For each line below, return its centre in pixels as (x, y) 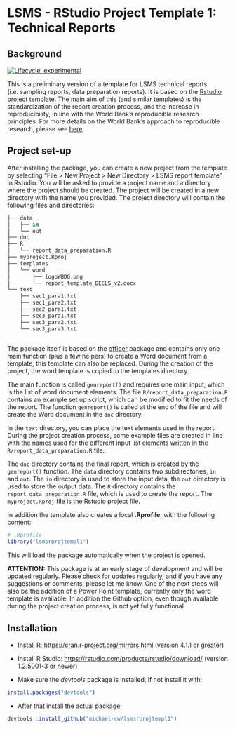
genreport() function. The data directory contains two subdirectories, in (112, 471)
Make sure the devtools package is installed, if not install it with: (110, 680)
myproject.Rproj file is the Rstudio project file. (74, 501)
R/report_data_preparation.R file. (56, 450)
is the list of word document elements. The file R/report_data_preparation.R (117, 392)
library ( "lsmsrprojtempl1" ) (48, 542)
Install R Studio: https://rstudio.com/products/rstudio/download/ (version (122, 658)
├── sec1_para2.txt (48, 303)
